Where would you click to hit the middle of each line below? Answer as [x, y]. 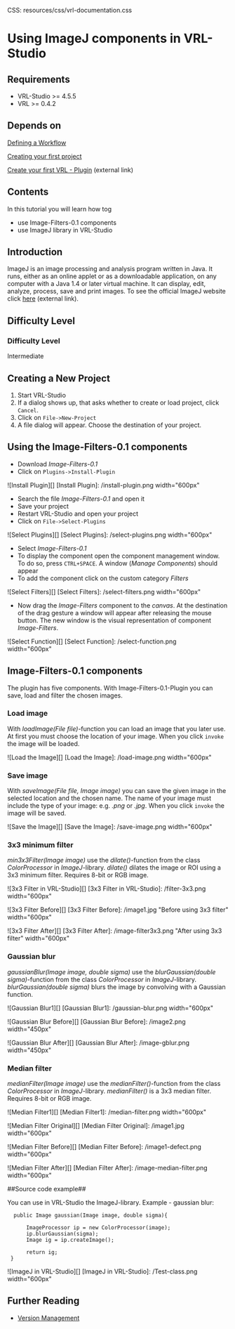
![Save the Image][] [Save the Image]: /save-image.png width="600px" [110, 827]
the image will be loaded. [43, 743]
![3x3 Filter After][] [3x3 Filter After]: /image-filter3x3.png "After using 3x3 [115, 931]
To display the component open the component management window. [119, 556]
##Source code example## [47, 1189]
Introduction [35, 252]
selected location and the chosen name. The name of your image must [109, 798]
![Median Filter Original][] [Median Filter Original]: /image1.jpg [96, 1126]
